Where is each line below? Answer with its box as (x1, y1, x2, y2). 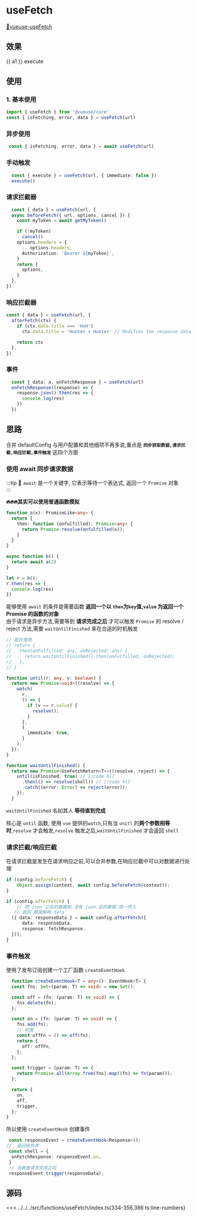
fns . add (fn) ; (17, 1022, 49, 1027)
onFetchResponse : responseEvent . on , (11, 1154, 101, 1160)
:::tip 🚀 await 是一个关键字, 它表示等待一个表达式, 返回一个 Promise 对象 (6, 479, 179, 487)
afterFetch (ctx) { (11, 318, 57, 324)
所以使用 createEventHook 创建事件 (6, 1125, 90, 1133)
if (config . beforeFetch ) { (6, 877, 73, 883)
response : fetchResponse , (21, 926, 86, 932)
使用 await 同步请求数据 (6, 465, 74, 473)
